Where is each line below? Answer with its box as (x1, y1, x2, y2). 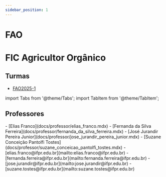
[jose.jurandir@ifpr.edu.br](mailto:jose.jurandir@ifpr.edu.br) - (5, 160, 132, 166)
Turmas (5, 72, 30, 80)
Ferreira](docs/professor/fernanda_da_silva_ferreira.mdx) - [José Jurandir (5, 128, 158, 134)
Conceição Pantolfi (5, 139, 45, 145)
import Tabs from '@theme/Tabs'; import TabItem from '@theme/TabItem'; (5, 95, 159, 101)
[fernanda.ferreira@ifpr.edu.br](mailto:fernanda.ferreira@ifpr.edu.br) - (5, 155, 150, 161)
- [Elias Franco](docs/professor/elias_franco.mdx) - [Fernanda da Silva (5, 123, 151, 129)
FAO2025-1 (12, 85, 36, 91)
